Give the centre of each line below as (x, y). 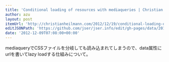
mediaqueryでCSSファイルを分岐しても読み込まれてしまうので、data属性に (83, 48)
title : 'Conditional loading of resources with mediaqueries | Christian (84, 10)
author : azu (18, 14)
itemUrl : (14, 24)
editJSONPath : (20, 28)
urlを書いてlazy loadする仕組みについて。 (48, 54)
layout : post (19, 19)
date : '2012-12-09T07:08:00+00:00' (43, 33)
